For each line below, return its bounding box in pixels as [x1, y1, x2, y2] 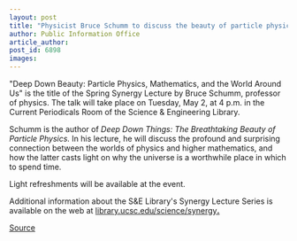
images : [9, 54, 38, 63]
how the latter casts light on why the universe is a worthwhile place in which [9, 152, 287, 162]
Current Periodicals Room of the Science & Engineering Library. [9, 107, 240, 117]
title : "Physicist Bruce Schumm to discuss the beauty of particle [9, 21, 263, 30]
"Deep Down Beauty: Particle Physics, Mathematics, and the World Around [9, 79, 282, 89]
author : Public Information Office [9, 29, 141, 38]
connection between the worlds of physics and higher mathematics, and [9, 143, 273, 153]
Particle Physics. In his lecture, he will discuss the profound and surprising [9, 134, 281, 144]
